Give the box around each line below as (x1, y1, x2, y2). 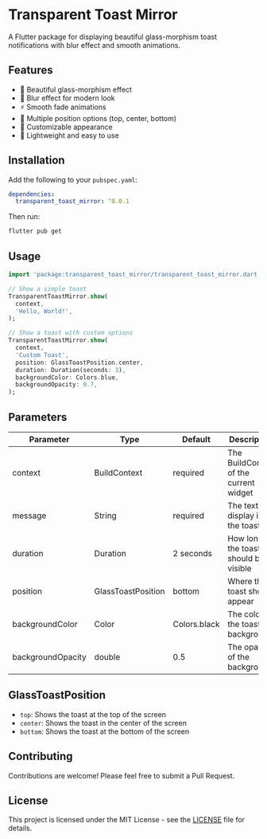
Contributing (8, 750, 73, 763)
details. (8, 823, 33, 833)
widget (227, 487, 253, 498)
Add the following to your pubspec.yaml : (8, 174, 137, 184)
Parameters (8, 410, 68, 424)
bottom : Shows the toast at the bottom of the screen (19, 727, 190, 736)
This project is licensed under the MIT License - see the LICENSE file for (8, 815, 245, 825)
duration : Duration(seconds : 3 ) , (15, 366, 126, 374)
